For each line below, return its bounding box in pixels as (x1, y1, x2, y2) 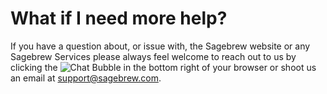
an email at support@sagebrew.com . (10, 72, 162, 84)
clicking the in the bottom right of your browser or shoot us (10, 61, 317, 73)
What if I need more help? (10, 7, 228, 30)
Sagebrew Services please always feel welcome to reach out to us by (10, 50, 297, 62)
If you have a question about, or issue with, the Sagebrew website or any (10, 40, 311, 52)
